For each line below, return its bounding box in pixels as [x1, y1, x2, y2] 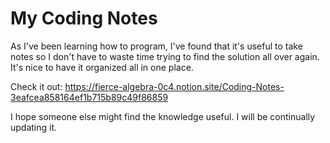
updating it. [10, 121, 58, 133]
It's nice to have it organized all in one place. [10, 61, 194, 73]
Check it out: [10, 80, 63, 92]
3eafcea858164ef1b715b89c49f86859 [10, 91, 169, 103]
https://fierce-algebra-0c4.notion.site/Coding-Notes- [64, 80, 285, 92]
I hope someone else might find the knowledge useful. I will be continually [10, 110, 316, 122]
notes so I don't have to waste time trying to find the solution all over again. [10, 50, 320, 62]
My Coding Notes [10, 7, 158, 30]
